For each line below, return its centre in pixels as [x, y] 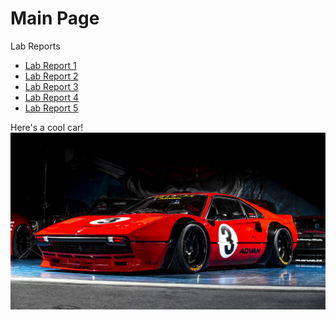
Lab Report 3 [51, 86]
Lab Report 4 [52, 97]
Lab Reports [35, 46]
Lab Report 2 [51, 76]
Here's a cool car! [47, 127]
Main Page [55, 18]
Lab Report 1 [50, 65]
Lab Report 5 [51, 108]
